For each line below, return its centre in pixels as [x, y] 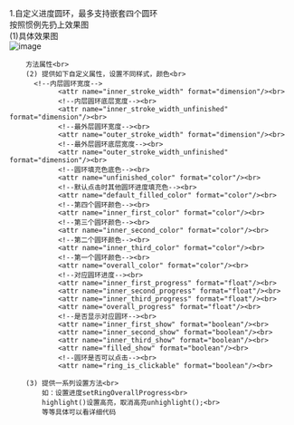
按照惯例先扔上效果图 [49, 24]
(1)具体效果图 [34, 36]
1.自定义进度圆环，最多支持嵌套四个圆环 [84, 13]
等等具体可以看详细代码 [79, 412]
